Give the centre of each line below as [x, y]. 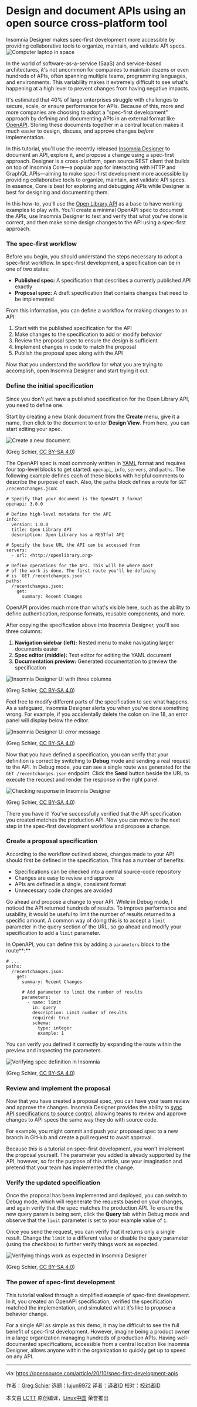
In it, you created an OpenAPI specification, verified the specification [89, 1301]
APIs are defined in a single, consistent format [70, 884]
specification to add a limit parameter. [53, 933]
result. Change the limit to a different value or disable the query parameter [97, 1238]
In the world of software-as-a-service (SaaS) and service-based [84, 63]
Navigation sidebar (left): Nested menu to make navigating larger [94, 642]
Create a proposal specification [52, 841]
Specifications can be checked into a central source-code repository [98, 871]
